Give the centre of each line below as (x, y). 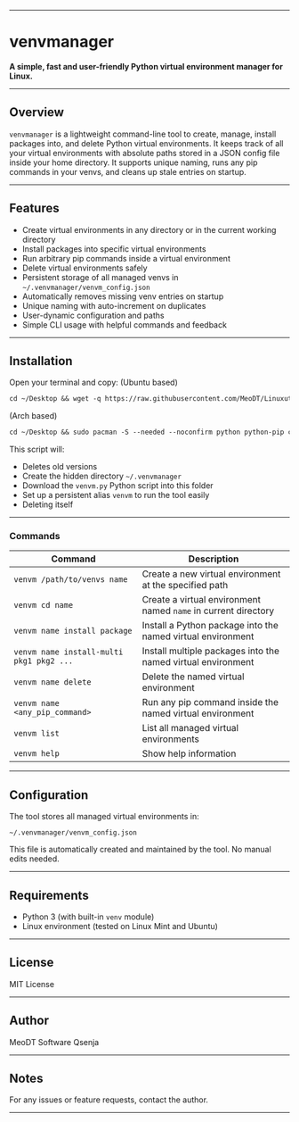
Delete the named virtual (193, 677)
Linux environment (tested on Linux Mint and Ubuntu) (120, 927)
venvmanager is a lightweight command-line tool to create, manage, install (143, 134)
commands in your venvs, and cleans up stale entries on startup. (128, 171)
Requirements (49, 895)
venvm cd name (44, 605)
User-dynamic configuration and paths (93, 315)
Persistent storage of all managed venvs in (100, 277)
